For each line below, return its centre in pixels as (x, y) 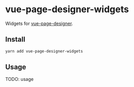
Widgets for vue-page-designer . (39, 23)
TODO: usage (20, 79)
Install (15, 39)
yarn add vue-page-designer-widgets (44, 51)
